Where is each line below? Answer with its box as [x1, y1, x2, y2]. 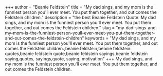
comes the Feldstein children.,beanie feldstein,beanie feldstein [5, 46, 130, 51]
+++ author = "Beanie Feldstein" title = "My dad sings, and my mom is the [5, 4, 153, 10]
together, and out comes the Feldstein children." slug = [5, 25, 115, 31]
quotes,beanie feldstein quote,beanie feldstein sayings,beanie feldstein [5, 51, 148, 57]
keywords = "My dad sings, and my [85, 35, 156, 41]
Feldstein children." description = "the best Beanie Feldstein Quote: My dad [5, 15, 156, 20]
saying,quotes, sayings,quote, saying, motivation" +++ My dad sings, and [5, 56, 153, 61]
